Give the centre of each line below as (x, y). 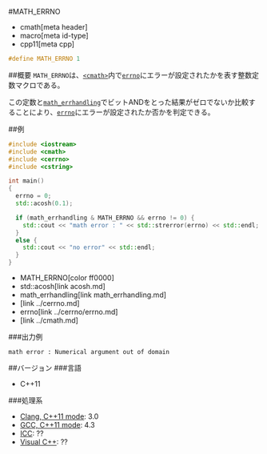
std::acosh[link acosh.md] (62, 286)
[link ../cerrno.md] (50, 303)
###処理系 (26, 400)
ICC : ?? (32, 433)
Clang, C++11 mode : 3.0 (59, 416)
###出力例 (26, 337)
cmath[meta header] (54, 27)
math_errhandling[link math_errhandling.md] (93, 295)
